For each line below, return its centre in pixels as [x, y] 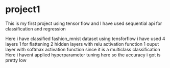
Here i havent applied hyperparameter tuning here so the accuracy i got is [83, 55]
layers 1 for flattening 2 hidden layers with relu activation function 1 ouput [82, 44]
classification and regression [36, 28]
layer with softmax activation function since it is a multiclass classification [83, 49]
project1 [23, 9]
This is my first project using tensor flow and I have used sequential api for [84, 23]
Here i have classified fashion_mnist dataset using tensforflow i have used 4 [85, 39]
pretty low [16, 60]
